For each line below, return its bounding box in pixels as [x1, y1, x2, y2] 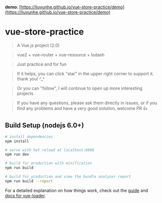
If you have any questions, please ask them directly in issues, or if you [16, 100, 158, 106]
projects [16, 90, 34, 96]
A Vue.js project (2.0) [16, 42, 60, 48]
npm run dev [5, 152, 29, 157]
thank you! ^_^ [16, 75, 45, 82]
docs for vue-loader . [5, 192, 46, 199]
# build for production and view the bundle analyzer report [5, 174, 131, 179]
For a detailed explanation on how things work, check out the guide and [5, 187, 148, 193]
